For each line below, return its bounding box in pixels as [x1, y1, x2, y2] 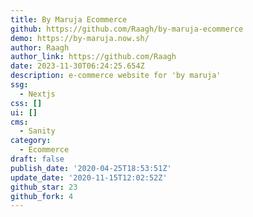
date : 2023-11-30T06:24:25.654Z [10, 61, 145, 71]
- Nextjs [19, 89, 56, 99]
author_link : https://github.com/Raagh [10, 52, 177, 62]
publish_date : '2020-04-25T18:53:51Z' [10, 163, 172, 173]
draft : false [10, 154, 65, 164]
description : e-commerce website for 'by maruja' [10, 71, 222, 81]
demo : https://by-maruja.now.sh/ [10, 33, 150, 43]
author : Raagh [10, 42, 70, 53]
